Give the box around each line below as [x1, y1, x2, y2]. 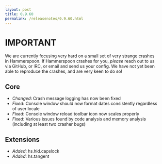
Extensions [5, 135, 40, 144]
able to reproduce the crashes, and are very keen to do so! [5, 68, 123, 74]
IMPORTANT [5, 37, 57, 48]
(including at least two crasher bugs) [12, 121, 86, 127]
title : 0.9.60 [5, 12, 34, 16]
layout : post [5, 7, 32, 12]
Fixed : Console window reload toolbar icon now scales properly [12, 111, 140, 117]
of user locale [12, 106, 40, 112]
